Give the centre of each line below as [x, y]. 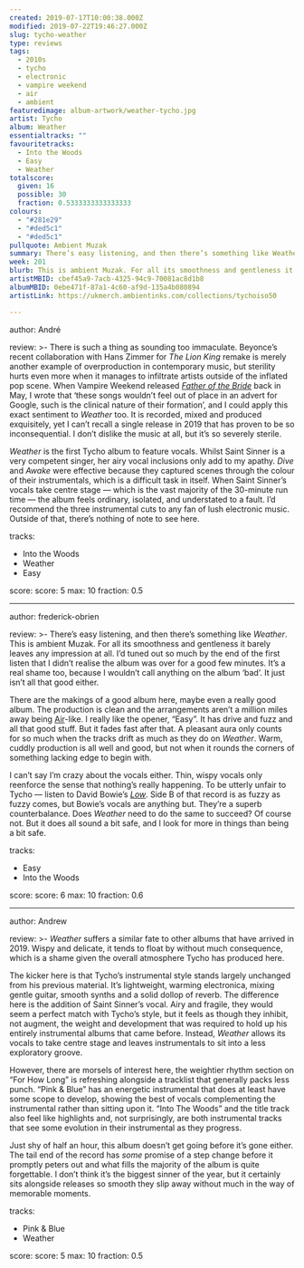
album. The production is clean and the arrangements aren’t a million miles [148, 709]
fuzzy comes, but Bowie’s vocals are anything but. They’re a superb [136, 803]
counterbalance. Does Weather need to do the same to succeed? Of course [151, 813]
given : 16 [36, 187]
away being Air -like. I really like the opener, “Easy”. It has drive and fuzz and [151, 719]
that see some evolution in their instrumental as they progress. [126, 1128]
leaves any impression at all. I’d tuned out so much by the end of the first [145, 653]
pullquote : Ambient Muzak [58, 245]
